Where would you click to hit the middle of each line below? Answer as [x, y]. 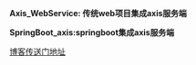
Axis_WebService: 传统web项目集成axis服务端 [98, 13]
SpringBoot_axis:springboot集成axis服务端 [92, 32]
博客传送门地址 [37, 51]
